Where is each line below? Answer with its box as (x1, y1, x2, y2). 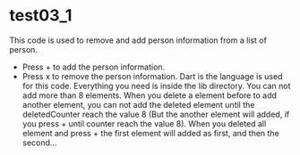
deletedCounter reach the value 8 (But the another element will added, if (21, 109, 290, 119)
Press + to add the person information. (21, 61, 166, 72)
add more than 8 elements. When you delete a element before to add (21, 90, 278, 101)
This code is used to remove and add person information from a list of (9, 35, 267, 45)
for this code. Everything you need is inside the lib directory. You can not (21, 80, 291, 91)
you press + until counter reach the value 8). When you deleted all (21, 118, 267, 129)
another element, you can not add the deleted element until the (21, 99, 255, 110)
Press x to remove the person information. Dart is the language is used (21, 70, 283, 81)
